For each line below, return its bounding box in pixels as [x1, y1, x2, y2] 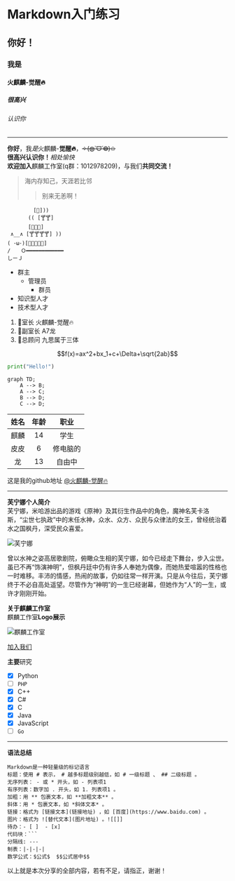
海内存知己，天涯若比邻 [24, 176, 92, 185]
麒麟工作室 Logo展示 [7, 612, 65, 621]
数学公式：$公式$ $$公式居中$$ [7, 854, 90, 861]
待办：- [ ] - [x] [7, 823, 61, 830]
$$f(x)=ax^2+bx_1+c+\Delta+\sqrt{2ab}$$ [57, 349, 178, 358]
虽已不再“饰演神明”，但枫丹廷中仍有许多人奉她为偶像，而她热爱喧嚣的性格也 [7, 562, 227, 571]
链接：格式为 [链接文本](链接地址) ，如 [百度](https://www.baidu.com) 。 [7, 809, 210, 816]
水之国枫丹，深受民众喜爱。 [7, 524, 87, 532]
